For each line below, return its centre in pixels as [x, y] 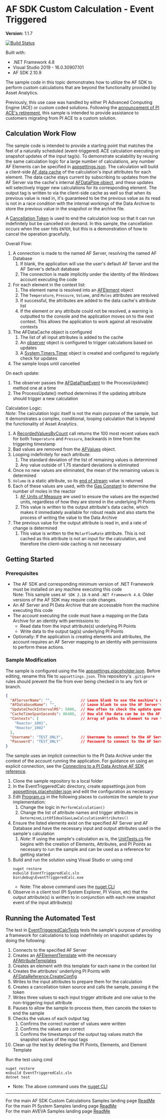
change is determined [35, 528]
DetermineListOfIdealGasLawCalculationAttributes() [74, 818]
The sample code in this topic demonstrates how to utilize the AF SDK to [79, 82]
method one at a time [34, 388]
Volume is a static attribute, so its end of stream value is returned [78, 480]
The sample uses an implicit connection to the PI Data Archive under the [79, 756]
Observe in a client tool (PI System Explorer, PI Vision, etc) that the [80, 892]
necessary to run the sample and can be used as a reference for [85, 849]
